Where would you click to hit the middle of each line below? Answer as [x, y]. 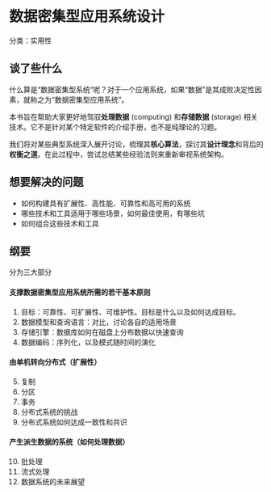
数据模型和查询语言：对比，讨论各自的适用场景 [98, 322]
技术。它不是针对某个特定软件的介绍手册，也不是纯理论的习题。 [115, 127]
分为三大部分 [30, 272]
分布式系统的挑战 [49, 412]
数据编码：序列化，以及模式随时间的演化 [88, 342]
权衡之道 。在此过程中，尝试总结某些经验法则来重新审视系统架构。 [119, 154]
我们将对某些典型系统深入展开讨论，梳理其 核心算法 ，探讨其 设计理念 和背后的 [136, 144]
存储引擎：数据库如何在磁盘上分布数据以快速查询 [102, 331]
